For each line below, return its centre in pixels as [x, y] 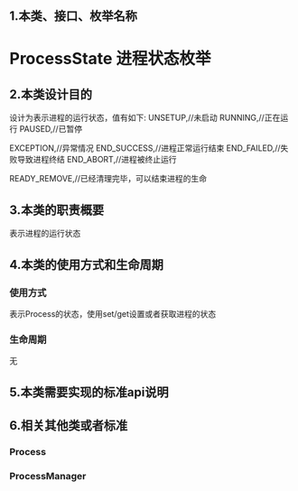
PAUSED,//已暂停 [51, 129]
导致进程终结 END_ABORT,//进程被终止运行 [97, 160]
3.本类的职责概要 [57, 210]
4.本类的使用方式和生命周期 [87, 264]
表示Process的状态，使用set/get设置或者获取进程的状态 [113, 313]
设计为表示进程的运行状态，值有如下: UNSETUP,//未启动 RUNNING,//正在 [145, 118]
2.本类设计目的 [51, 94]
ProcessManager [48, 476]
